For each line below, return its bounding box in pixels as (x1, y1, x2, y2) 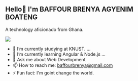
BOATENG (5, 13, 38, 22)
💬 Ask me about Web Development (12, 56, 86, 62)
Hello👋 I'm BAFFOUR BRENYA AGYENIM (5, 5, 133, 14)
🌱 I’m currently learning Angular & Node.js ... (12, 51, 106, 57)
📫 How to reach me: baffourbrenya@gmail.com (12, 62, 113, 68)
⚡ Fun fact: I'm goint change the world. (12, 69, 94, 76)
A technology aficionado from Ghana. (5, 26, 84, 32)
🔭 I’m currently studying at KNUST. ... (12, 46, 91, 52)
